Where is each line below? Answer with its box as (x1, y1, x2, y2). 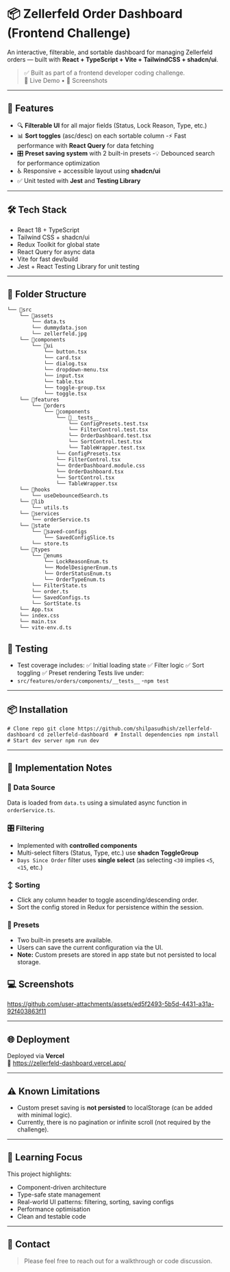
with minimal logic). (16, 1111, 72, 1119)
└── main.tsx (19, 618, 57, 625)
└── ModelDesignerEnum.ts (43, 564, 118, 572)
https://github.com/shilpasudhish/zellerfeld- (77, 725, 213, 732)
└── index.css (19, 612, 60, 620)
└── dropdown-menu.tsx (43, 367, 109, 374)
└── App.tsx (19, 607, 53, 613)
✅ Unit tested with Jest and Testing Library (16, 176, 141, 184)
